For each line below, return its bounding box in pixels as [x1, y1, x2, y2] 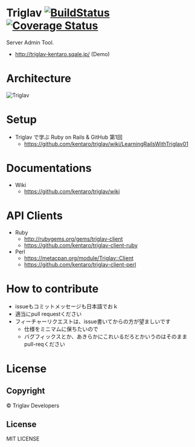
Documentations [6, 162, 92, 175]
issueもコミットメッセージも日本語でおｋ [14, 302, 119, 310]
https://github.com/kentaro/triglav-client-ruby [24, 241, 138, 249]
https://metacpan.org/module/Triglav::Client [24, 254, 134, 262]
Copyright [6, 386, 45, 396]
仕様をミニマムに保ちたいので [24, 325, 98, 332]
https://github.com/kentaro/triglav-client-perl [24, 261, 136, 268]
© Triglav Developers [6, 402, 60, 409]
